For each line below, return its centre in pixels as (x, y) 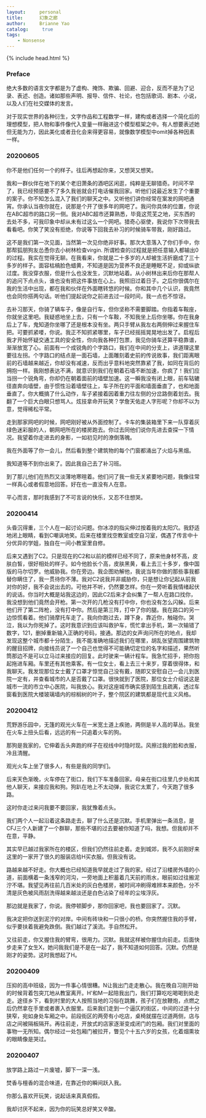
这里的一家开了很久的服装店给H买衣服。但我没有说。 (73, 857)
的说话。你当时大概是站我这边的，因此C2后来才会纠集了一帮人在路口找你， (101, 594)
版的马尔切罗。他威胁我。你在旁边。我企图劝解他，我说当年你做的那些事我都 (103, 571)
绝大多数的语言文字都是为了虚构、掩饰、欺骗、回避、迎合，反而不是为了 (97, 88)
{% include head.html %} (38, 58)
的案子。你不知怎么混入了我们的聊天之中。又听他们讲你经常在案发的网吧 (97, 198)
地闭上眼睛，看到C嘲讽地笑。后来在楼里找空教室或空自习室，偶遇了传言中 (100, 535)
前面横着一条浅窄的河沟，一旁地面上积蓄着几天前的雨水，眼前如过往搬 (105, 878)
